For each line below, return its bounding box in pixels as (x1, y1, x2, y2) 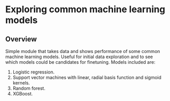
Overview (5, 35, 37, 43)
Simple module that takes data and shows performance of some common (5, 48, 160, 54)
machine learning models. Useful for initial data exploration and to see (5, 54, 153, 60)
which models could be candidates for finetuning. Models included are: (5, 59, 156, 65)
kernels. (12, 80, 30, 86)
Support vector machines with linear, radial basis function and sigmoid (12, 74, 162, 80)
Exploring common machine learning (5, 4, 165, 15)
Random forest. (12, 85, 46, 91)
